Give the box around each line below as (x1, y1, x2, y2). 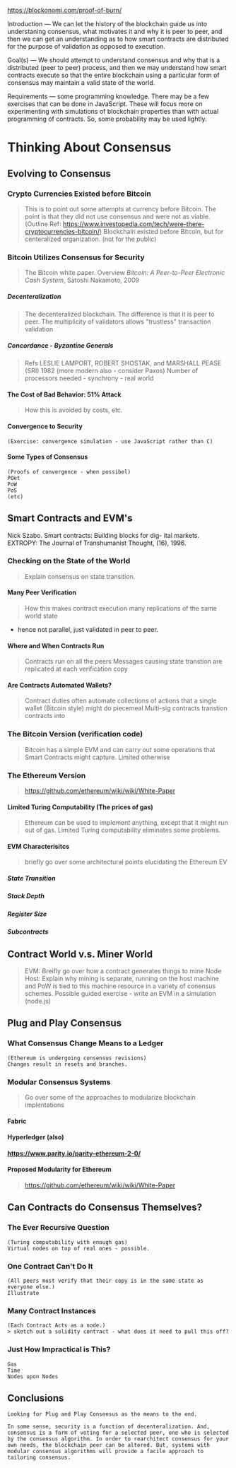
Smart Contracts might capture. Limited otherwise (24, 753, 171, 761)
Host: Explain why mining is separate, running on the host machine (24, 974, 219, 982)
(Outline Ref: (24, 219, 61, 228)
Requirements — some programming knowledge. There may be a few (7, 92, 210, 100)
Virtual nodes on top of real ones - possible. (7, 1245, 151, 1252)
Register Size (7, 910, 47, 918)
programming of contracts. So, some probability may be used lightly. (7, 114, 207, 123)
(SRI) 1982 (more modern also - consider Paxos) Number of (24, 367, 199, 375)
